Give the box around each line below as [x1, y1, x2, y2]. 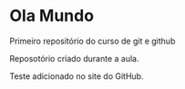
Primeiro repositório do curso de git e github [9, 35, 176, 46]
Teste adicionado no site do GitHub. [9, 70, 144, 82]
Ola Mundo [9, 5, 94, 26]
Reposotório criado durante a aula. [9, 53, 139, 64]
